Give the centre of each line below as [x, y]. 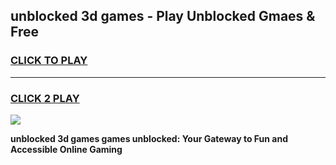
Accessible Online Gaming [66, 149]
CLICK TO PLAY [49, 61]
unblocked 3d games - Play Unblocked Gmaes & [163, 16]
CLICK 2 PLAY [45, 98]
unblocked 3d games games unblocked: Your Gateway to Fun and [149, 138]
